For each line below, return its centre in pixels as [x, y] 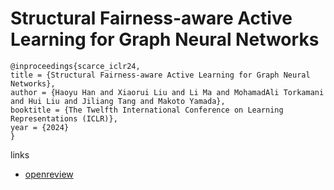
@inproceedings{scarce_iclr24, [75, 66]
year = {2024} [40, 127]
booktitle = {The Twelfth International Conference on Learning [147, 110]
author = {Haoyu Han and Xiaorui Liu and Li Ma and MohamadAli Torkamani [167, 92]
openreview [49, 174]
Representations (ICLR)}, [64, 118]
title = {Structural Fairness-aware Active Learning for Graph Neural [160, 75]
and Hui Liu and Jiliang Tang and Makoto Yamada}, [118, 101]
